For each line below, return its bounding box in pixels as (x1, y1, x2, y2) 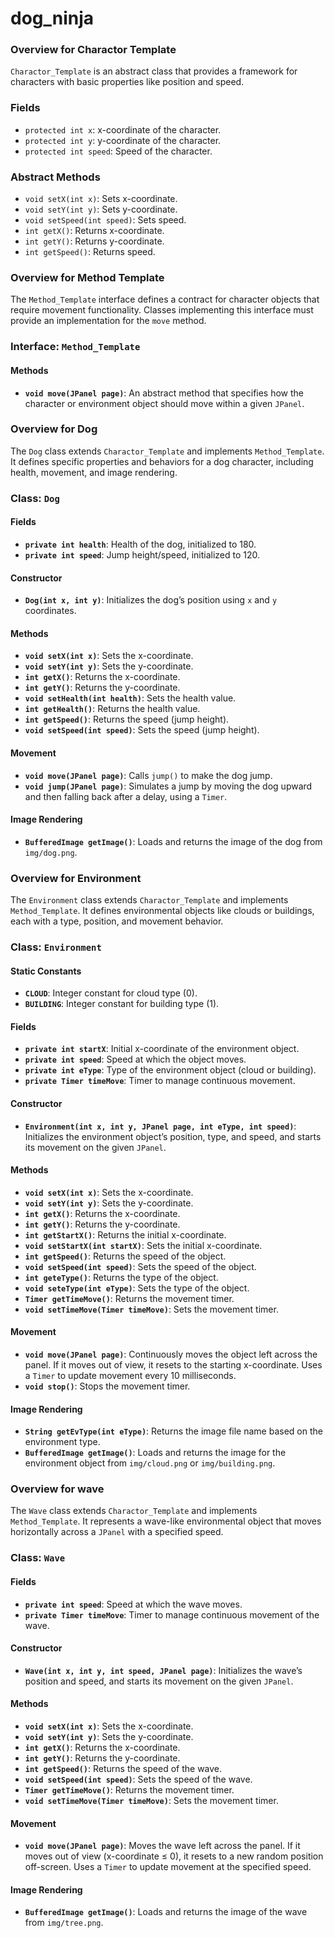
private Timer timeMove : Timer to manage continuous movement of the (24, 1608, 320, 1621)
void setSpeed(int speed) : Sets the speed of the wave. (24, 1773, 253, 1785)
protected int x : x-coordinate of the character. (24, 123, 222, 136)
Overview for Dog (10, 422, 98, 436)
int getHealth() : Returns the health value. (24, 703, 201, 715)
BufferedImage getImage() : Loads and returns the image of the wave (24, 1906, 308, 1918)
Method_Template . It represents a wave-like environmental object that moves (10, 1515, 322, 1527)
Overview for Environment (10, 871, 142, 885)
